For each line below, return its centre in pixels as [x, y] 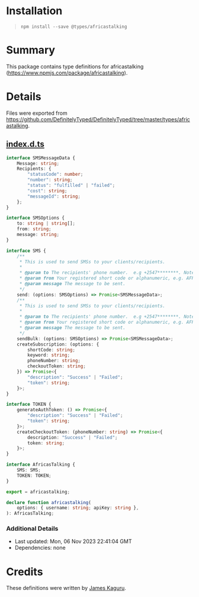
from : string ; [34, 229]
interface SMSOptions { [36, 218]
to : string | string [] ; [46, 224]
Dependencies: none [40, 548]
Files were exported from [37, 113]
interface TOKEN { [29, 404]
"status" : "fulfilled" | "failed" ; [71, 185]
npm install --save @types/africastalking [74, 27]
